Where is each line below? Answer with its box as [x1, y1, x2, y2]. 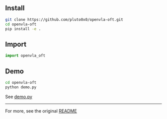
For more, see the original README [5, 108, 77, 114]
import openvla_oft [5, 53, 46, 59]
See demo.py [5, 94, 32, 100]
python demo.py [5, 84, 37, 90]
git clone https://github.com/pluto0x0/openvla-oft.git [5, 17, 123, 22]
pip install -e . [5, 26, 41, 31]
